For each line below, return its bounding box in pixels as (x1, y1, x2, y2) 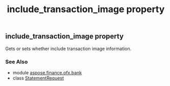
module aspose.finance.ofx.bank (12, 69, 82, 75)
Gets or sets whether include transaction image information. (5, 46, 132, 52)
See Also (5, 58, 28, 65)
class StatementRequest (12, 75, 64, 81)
